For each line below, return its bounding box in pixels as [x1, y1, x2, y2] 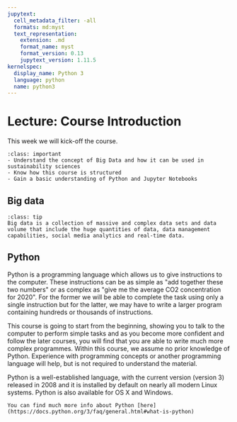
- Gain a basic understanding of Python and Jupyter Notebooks [7, 175, 198, 183]
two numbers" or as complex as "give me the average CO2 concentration [7, 285, 221, 294]
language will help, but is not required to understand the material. [7, 359, 198, 367]
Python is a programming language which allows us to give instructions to [7, 270, 223, 279]
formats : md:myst [13, 23, 65, 30]
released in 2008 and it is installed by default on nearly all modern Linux [7, 380, 218, 389]
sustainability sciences [7, 163, 81, 170]
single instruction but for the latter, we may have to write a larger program [7, 300, 222, 309]
